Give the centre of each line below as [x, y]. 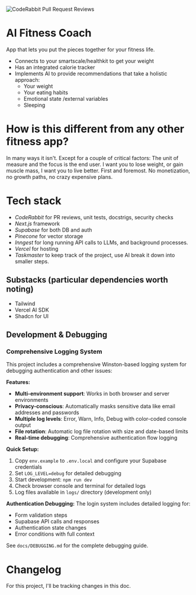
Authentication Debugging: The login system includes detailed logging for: [98, 504]
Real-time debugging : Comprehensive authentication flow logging [96, 438]
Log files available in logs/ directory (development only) [83, 492]
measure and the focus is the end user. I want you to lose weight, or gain [95, 164]
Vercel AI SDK [32, 310]
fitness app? [38, 142]
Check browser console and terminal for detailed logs [80, 486]
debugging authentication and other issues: [59, 371]
